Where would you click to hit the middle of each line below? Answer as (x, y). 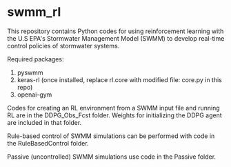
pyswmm (30, 72)
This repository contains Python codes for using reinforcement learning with (115, 31)
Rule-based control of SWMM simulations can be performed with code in (111, 136)
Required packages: (36, 59)
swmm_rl (34, 12)
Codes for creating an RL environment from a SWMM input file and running (114, 108)
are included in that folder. (44, 122)
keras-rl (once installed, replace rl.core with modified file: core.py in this (120, 79)
